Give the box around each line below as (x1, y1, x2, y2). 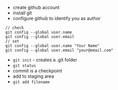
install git (12, 10, 32, 16)
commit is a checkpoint (12, 68, 63, 74)
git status (12, 63, 36, 68)
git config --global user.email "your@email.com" (5, 48, 114, 53)
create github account (12, 5, 60, 10)
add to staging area (12, 73, 54, 79)
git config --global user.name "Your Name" (5, 43, 100, 48)
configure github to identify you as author (12, 15, 101, 21)
